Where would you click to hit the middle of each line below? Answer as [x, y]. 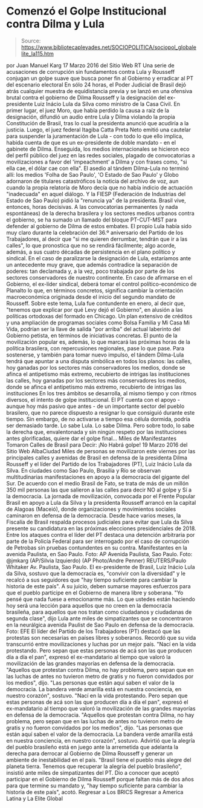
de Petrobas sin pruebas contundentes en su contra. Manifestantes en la [97, 547]
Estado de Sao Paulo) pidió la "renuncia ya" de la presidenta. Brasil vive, [96, 200]
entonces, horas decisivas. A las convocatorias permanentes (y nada [92, 206]
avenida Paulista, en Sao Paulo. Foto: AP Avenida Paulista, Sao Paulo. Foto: [99, 554]
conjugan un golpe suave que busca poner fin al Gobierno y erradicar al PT [100, 78]
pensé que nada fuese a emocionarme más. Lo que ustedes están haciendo [101, 599]
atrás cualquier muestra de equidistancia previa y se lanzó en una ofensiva [99, 91]
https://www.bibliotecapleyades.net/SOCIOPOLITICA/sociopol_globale [108, 47]
